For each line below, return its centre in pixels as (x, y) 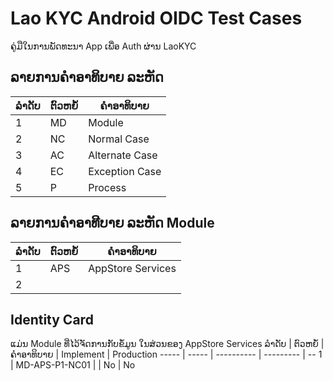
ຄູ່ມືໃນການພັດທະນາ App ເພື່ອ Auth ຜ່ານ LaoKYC (103, 46)
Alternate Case (123, 155)
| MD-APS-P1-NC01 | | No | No (73, 365)
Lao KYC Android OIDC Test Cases (156, 18)
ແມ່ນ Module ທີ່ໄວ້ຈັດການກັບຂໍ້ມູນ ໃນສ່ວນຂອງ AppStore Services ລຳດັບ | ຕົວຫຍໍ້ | (167, 344)
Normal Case (119, 139)
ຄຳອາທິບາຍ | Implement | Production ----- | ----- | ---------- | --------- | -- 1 (166, 354)
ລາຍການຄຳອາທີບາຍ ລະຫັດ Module (112, 223)
